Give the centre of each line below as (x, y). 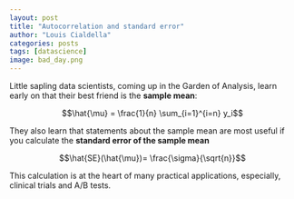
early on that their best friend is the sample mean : (103, 95)
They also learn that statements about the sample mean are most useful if (147, 131)
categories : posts (44, 43)
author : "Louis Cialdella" (60, 35)
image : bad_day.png (46, 60)
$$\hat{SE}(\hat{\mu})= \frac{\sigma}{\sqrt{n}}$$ (152, 158)
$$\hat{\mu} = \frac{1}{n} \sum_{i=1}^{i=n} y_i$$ (152, 113)
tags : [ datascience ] (49, 52)
